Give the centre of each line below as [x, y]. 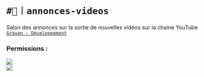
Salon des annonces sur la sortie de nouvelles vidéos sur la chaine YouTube [102, 27]
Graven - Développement [37, 33]
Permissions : [27, 48]
